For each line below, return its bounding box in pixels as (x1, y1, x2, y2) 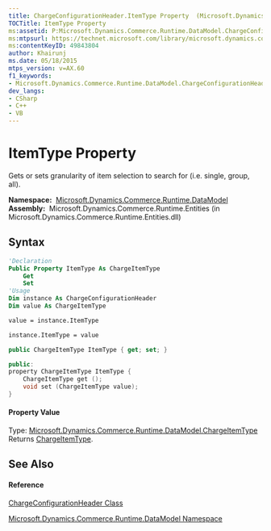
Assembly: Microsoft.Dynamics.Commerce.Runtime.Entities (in (8, 203, 220, 213)
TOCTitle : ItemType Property (8, 19, 106, 27)
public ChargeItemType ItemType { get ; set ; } (8, 345, 168, 353)
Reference (8, 480, 44, 490)
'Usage (8, 287, 31, 295)
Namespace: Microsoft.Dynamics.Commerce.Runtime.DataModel (8, 194, 228, 204)
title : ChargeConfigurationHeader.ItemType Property (8, 11, 190, 20)
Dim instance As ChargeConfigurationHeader (8, 295, 157, 303)
